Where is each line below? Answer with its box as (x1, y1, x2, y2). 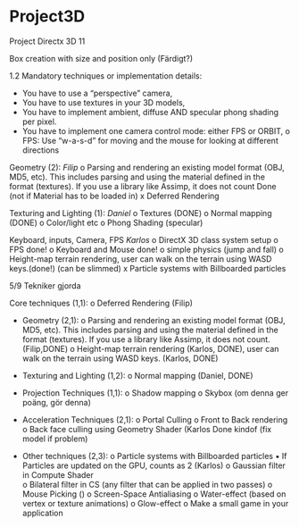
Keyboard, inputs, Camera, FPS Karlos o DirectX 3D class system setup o (9, 234, 278, 245)
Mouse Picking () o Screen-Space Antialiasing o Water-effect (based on (21, 489, 287, 499)
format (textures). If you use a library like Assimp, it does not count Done (9, 180, 277, 191)
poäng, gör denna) (21, 397, 92, 407)
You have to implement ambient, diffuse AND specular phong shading (21, 106, 279, 117)
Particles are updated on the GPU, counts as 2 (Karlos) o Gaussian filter (21, 460, 286, 471)
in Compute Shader (21, 469, 94, 480)
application (21, 507, 64, 518)
